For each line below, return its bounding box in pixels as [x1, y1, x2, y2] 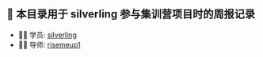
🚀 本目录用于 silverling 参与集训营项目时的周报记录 [6, 7, 256, 21]
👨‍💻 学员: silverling [17, 30, 78, 40]
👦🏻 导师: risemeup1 [17, 40, 81, 49]
